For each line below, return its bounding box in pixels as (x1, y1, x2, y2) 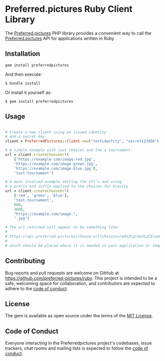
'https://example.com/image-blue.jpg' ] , (14, 166, 98, 171)
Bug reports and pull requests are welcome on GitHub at (5, 270, 119, 276)
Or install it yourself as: (5, 90, 52, 95)
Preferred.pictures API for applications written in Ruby (5, 35, 114, 41)
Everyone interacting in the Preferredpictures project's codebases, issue (5, 340, 152, 346)
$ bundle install (5, 81, 41, 86)
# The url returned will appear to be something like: (5, 225, 120, 230)
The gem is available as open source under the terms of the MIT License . (5, 313, 153, 319)
